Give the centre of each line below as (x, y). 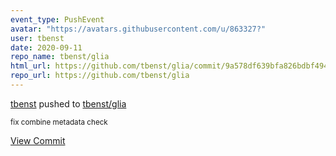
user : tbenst (37, 38)
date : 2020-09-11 (46, 47)
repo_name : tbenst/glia (60, 57)
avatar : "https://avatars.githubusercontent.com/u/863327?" (138, 29)
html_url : (31, 66)
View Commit (38, 140)
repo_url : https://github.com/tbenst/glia (100, 76)
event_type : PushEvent (57, 19)
